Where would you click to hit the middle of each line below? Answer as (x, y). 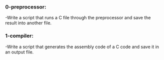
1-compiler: (19, 36)
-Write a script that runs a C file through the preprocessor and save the (78, 18)
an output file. (19, 52)
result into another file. (28, 23)
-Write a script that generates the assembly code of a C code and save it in (82, 47)
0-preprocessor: (26, 7)
